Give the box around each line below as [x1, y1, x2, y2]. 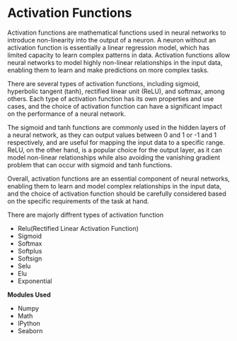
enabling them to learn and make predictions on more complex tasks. [7, 66, 209, 74]
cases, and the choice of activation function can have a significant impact [7, 102, 223, 110]
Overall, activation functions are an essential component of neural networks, [7, 174, 230, 183]
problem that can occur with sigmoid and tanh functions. [7, 160, 173, 169]
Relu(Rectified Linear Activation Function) [17, 224, 139, 232]
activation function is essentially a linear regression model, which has [7, 43, 210, 52]
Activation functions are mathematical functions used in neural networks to [7, 28, 226, 37]
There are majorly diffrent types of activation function [7, 210, 164, 219]
